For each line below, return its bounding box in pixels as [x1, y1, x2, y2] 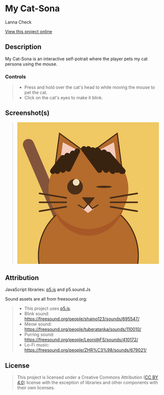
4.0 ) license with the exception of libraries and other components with [17, 380, 159, 386]
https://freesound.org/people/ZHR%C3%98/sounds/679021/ [24, 347, 147, 353]
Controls [5, 73, 26, 80]
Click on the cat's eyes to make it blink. [24, 95, 103, 101]
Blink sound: [24, 311, 50, 317]
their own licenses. [17, 385, 55, 391]
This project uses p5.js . [24, 305, 72, 311]
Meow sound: [24, 321, 52, 327]
